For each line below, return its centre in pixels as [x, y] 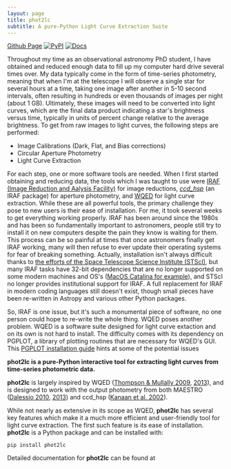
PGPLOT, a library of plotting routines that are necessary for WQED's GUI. [112, 341]
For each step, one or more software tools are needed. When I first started [113, 174]
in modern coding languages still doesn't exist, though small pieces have [110, 291]
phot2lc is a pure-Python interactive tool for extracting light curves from [113, 362]
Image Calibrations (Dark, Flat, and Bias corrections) [91, 146]
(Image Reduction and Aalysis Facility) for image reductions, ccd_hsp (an [111, 189]
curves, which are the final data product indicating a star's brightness [106, 110]
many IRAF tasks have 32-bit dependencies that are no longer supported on [115, 269]
